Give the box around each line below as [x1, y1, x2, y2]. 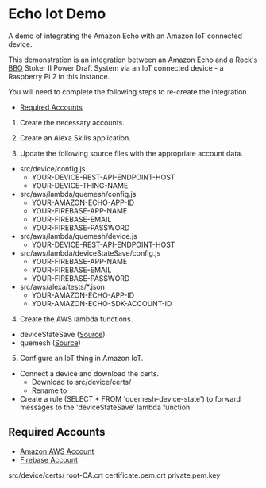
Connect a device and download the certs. [19, 368, 160, 378]
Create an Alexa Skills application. [19, 133, 131, 143]
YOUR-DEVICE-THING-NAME [31, 180, 129, 190]
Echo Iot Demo [8, 5, 106, 23]
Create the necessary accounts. [19, 117, 125, 127]
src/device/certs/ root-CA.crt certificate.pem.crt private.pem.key [8, 470, 221, 480]
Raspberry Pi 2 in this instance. [8, 71, 110, 81]
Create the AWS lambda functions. [19, 314, 133, 324]
